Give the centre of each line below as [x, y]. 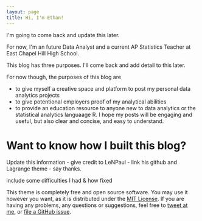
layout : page [23, 12]
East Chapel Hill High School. [43, 53]
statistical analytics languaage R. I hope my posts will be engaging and [104, 114]
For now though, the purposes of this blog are [64, 77]
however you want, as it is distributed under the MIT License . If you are [95, 199]
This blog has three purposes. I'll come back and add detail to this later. [96, 65]
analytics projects [37, 95]
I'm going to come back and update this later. [63, 35]
